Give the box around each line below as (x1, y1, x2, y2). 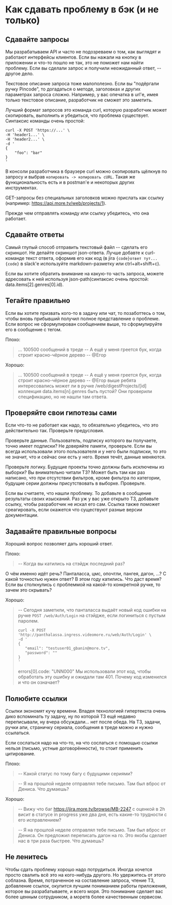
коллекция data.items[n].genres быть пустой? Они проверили (17, 388, 152, 394)
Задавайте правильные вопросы (5, 527, 117, 536)
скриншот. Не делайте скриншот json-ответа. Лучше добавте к (5, 250, 144, 256)
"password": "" (25, 650, 58, 655)
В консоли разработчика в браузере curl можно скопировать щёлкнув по (5, 168, 167, 174)
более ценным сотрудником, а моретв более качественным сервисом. (5, 894, 163, 900)
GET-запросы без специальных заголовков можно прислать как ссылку (5, 194, 164, 201)
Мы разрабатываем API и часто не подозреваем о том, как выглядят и (5, 49, 161, 55)
